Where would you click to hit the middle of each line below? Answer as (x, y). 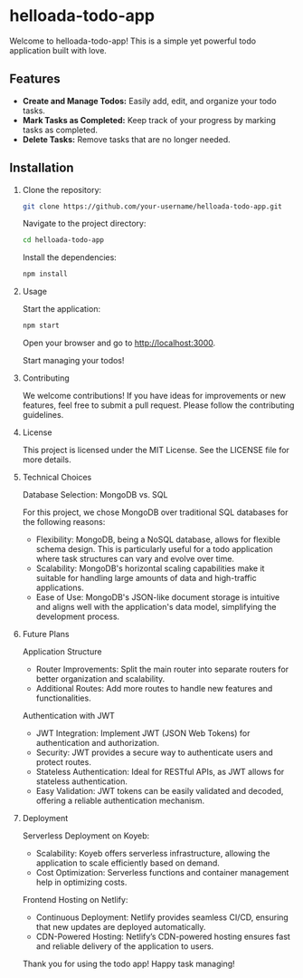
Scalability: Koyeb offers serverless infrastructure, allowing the (153, 854)
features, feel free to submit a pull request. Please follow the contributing (158, 405)
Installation (42, 168)
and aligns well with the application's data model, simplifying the (156, 607)
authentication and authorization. (98, 743)
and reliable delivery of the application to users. (125, 946)
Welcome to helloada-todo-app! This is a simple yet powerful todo (133, 41)
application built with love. (58, 50)
